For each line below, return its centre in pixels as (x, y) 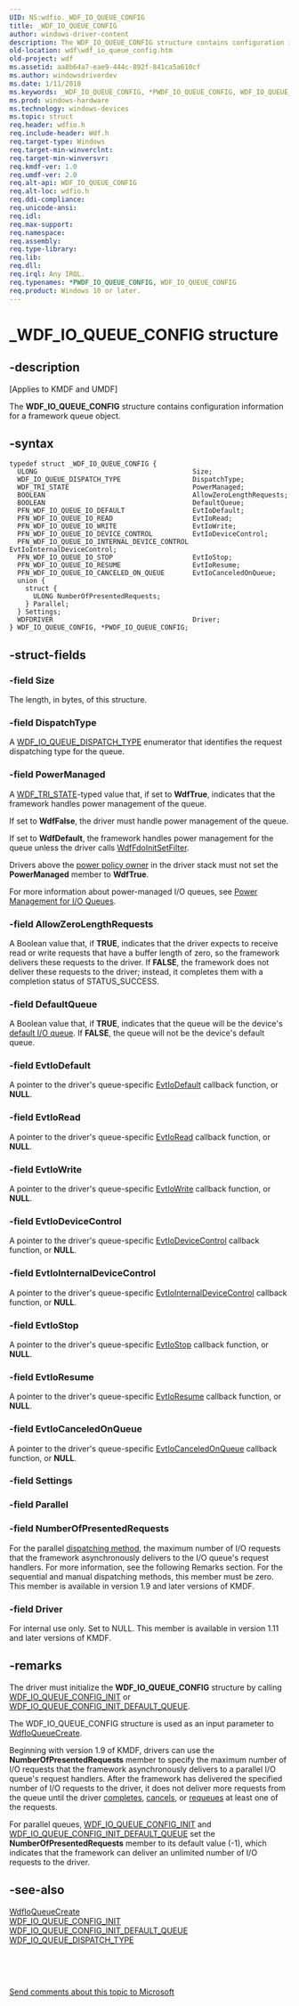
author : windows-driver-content (69, 34)
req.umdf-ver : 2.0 (43, 175)
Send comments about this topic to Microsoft (92, 1992)
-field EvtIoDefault (50, 1066)
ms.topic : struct (41, 117)
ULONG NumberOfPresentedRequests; (97, 597)
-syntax (32, 443)
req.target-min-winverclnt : (61, 150)
